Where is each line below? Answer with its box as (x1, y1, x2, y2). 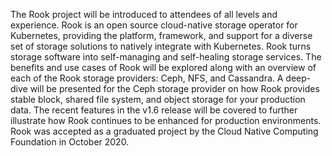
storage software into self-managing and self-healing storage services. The (10, 51, 322, 63)
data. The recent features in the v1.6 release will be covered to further (10, 104, 298, 116)
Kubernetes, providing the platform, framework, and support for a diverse (10, 30, 313, 41)
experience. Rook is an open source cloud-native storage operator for (10, 19, 298, 31)
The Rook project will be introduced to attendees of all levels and (10, 9, 278, 20)
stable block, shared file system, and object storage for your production (10, 94, 306, 105)
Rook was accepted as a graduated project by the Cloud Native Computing (10, 125, 319, 137)
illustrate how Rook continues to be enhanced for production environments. (10, 115, 322, 126)
